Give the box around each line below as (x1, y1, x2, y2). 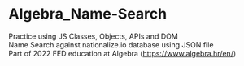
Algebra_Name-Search (8, 5, 168, 23)
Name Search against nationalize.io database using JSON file (8, 39, 214, 49)
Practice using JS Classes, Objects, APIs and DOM (8, 31, 179, 41)
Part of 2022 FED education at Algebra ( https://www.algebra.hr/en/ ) (8, 48, 237, 58)
